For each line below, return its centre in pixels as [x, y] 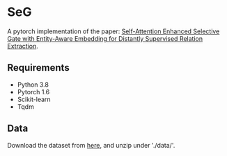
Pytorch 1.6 [33, 92]
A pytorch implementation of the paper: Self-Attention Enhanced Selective [113, 31]
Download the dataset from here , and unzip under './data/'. [91, 145]
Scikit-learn [34, 99]
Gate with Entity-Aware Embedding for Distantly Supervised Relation [105, 38]
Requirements [38, 68]
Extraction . [23, 46]
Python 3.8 [33, 85]
